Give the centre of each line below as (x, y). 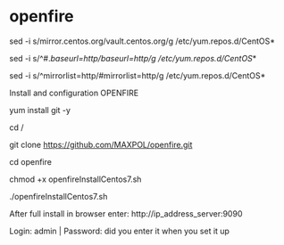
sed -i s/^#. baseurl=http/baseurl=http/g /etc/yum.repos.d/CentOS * (133, 58)
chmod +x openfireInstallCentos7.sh (75, 179)
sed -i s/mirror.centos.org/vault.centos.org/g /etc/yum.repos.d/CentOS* (142, 41)
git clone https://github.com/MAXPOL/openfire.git (101, 144)
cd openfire (30, 161)
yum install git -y (40, 110)
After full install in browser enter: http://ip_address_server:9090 (126, 213)
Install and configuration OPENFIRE (74, 93)
